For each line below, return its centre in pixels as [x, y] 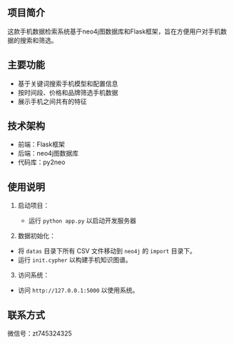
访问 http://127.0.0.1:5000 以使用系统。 [78, 290]
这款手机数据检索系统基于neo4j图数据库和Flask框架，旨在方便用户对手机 [114, 31]
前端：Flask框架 [41, 144]
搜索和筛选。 [39, 40]
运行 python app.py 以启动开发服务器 [82, 221]
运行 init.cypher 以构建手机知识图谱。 [75, 260]
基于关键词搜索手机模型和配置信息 [68, 84]
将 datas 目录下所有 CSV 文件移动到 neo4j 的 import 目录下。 [107, 251]
